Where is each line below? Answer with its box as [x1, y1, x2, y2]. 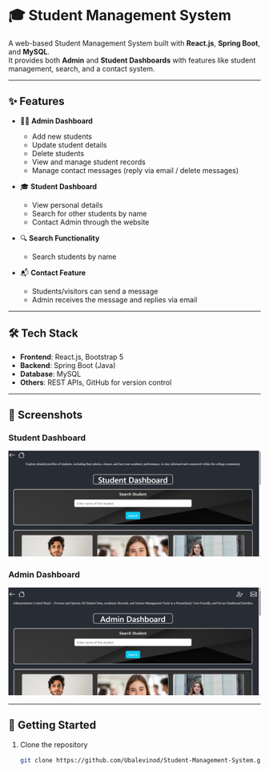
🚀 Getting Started [8, 718, 97, 732]
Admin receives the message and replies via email [31, 294, 198, 305]
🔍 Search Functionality [19, 233, 100, 243]
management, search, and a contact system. [8, 63, 155, 73]
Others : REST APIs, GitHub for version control [19, 378, 172, 387]
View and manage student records [31, 157, 146, 167]
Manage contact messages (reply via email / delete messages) [31, 165, 239, 175]
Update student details [31, 139, 107, 149]
